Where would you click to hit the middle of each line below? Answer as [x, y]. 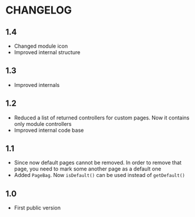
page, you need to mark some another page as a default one [87, 169]
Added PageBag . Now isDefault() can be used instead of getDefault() [99, 175]
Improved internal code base [49, 130]
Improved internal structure [47, 52]
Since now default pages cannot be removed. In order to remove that [98, 163]
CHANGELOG [39, 10]
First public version [37, 208]
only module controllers [43, 123]
